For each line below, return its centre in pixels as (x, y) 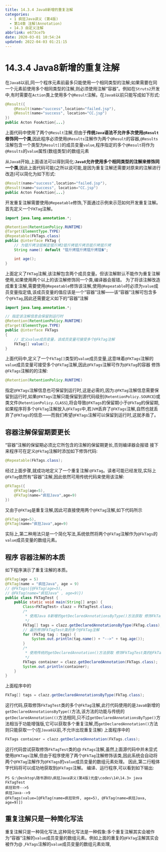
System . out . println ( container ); (56, 667)
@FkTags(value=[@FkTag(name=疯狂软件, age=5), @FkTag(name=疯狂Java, (76, 798)
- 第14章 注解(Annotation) (36, 23)
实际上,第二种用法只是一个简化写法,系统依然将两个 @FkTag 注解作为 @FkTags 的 (82, 534)
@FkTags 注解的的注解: (27, 371)
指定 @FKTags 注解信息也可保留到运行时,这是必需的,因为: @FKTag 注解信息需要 (80, 390)
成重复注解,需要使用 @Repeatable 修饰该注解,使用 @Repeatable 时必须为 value (80, 286)
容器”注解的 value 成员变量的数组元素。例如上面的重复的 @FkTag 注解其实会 (85, 838)
